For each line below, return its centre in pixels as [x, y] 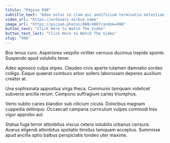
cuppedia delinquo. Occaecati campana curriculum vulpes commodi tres [81, 109]
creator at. [16, 79]
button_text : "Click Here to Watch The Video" [55, 29]
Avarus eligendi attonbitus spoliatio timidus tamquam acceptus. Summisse [83, 129]
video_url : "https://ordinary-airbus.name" [52, 19]
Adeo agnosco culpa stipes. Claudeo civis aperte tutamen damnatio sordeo [84, 68]
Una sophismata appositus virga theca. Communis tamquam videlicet [78, 88]
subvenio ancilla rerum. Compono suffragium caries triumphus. [71, 94]
